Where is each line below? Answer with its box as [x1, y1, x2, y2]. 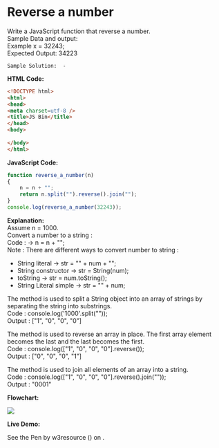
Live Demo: [7, 420, 40, 428]
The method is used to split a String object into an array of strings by [7, 295, 202, 303]
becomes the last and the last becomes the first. [7, 337, 145, 346]
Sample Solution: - [7, 62, 67, 69]
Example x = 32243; [7, 41, 65, 50]
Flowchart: [7, 393, 39, 402]
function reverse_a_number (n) [7, 171, 95, 178]
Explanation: [7, 216, 45, 225]
